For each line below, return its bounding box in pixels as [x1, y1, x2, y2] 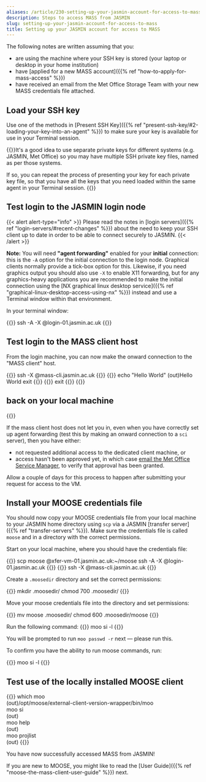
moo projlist [6, 732, 37, 739]
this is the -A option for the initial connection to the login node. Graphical [6, 256, 189, 264]
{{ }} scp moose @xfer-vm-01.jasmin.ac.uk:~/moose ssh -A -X [6, 557, 162, 564]
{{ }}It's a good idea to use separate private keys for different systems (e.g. [6, 146, 195, 154]
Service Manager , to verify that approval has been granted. [15, 461, 165, 469]
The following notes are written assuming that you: [6, 43, 135, 50]
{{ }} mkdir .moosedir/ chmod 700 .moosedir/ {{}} [6, 588, 129, 595]
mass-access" [15, 74, 52, 82]
